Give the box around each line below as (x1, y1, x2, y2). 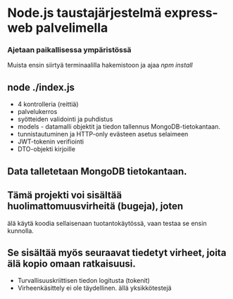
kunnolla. (7, 227, 34, 235)
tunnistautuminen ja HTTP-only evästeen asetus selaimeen (17, 130, 189, 139)
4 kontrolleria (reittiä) (17, 100, 79, 108)
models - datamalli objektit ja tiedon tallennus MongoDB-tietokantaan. (17, 122, 220, 131)
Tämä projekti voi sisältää (7, 189, 122, 201)
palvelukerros (17, 108, 58, 116)
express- (164, 5, 218, 21)
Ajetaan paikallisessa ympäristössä (7, 45, 132, 55)
